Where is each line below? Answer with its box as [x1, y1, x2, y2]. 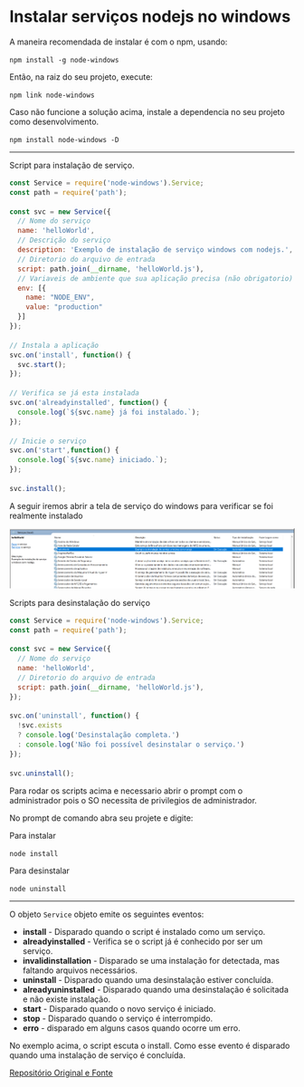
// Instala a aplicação [9, 341, 100, 350]
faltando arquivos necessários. [22, 965, 138, 976]
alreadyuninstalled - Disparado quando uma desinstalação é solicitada [22, 984, 290, 995]
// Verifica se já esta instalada [9, 389, 140, 398]
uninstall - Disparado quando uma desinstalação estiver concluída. [22, 974, 274, 985]
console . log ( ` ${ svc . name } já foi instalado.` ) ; [17, 408, 201, 417]
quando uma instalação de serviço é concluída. [9, 1049, 185, 1061]
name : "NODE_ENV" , [25, 293, 95, 303]
